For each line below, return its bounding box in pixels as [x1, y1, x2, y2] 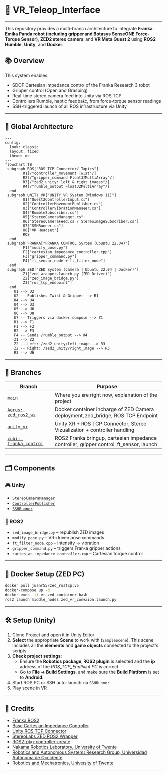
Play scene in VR [12, 685, 47, 691]
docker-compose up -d [5, 588, 50, 593]
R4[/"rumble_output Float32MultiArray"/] [23, 184, 110, 189]
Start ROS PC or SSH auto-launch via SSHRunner [12, 680, 110, 686]
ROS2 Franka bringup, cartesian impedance [54, 435, 157, 442]
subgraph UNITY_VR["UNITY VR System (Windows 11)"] [7, 192, 117, 198]
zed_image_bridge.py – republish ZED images [12, 529, 104, 535]
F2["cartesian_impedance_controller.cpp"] [23, 249, 112, 254]
